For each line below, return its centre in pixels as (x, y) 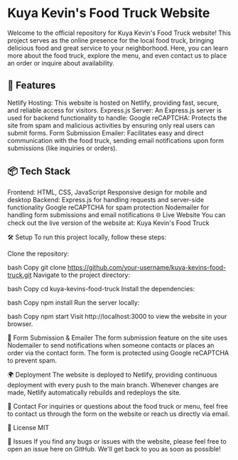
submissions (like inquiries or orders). (63, 148)
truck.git (20, 275)
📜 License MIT (28, 427)
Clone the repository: (38, 253)
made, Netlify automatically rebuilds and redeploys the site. (94, 392)
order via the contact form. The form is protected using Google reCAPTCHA (118, 352)
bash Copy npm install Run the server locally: (74, 302)
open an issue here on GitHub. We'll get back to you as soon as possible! (114, 449)
